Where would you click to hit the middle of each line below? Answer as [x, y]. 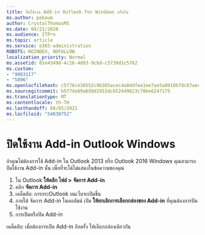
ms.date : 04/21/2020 [33, 29]
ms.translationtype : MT [37, 97]
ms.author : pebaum [30, 18]
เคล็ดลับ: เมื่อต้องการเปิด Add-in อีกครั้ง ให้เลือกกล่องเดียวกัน [69, 226]
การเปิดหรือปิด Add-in [39, 214]
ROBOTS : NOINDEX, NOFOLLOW [41, 52]
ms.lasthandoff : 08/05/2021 [42, 108]
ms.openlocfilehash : [33, 86]
